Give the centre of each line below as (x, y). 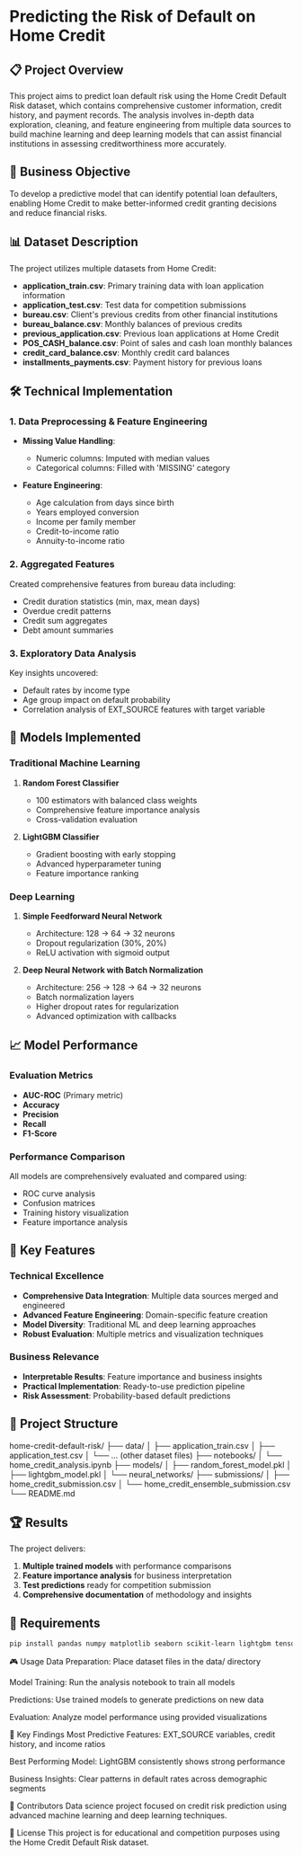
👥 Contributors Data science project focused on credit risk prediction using (148, 1806)
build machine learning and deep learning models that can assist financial (146, 134)
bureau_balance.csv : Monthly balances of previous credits (132, 324)
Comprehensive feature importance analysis (118, 810)
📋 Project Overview (67, 70)
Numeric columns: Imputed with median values (123, 458)
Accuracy (41, 1105)
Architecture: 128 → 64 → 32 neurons (105, 933)
